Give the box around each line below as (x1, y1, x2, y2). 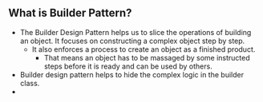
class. (19, 78, 40, 88)
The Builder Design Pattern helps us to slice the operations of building (19, 27, 252, 37)
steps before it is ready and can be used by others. (43, 61, 212, 71)
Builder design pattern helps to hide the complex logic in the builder (19, 69, 245, 79)
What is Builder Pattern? (8, 6, 132, 20)
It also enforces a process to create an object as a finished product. (31, 44, 256, 54)
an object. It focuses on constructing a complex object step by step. (19, 36, 245, 45)
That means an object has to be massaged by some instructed (43, 53, 250, 62)
